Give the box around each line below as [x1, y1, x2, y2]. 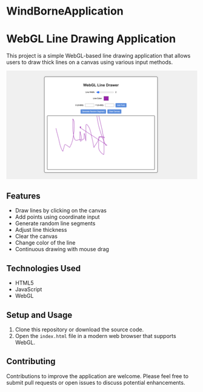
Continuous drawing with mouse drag [15, 246, 109, 253]
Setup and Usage [6, 309, 73, 320]
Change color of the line [15, 239, 76, 246]
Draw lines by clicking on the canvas [15, 207, 107, 214]
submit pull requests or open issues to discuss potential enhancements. [6, 379, 185, 386]
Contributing [6, 356, 56, 367]
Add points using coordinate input [15, 214, 100, 221]
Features [6, 191, 41, 201]
